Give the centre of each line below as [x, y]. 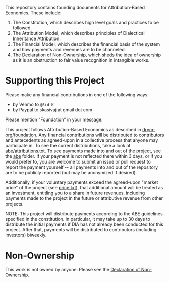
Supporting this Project [55, 81]
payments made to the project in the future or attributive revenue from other [84, 198]
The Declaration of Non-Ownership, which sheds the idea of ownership [87, 55]
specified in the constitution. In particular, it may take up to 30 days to [78, 219]
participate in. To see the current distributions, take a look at [68, 145]
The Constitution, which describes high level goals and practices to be [86, 23]
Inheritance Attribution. [36, 38]
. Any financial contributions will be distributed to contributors [100, 135]
